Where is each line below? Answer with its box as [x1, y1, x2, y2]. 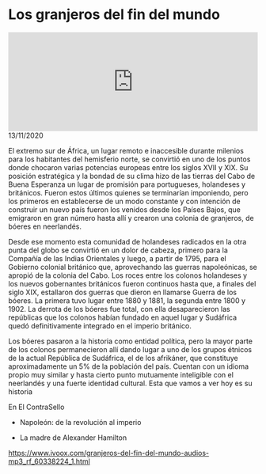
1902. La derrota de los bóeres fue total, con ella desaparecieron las [8, 304, 231, 313]
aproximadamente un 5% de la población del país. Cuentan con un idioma [8, 362, 249, 371]
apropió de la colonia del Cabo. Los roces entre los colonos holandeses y [8, 271, 248, 280]
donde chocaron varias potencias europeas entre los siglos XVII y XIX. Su [8, 162, 249, 172]
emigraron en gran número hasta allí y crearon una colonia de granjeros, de [8, 213, 255, 222]
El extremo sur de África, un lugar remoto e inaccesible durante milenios [8, 146, 244, 155]
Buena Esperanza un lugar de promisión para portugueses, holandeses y [8, 180, 246, 189]
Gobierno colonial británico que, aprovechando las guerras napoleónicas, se [8, 262, 257, 271]
